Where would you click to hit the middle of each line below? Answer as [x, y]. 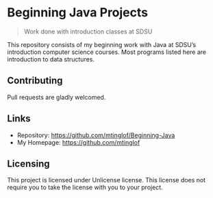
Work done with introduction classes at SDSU [88, 31]
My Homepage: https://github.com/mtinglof [78, 142]
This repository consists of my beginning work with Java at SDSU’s [102, 44]
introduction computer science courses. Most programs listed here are [107, 52]
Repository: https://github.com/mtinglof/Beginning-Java [96, 135]
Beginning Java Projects [78, 13]
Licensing [28, 164]
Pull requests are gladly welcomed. [57, 97]
